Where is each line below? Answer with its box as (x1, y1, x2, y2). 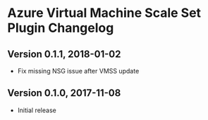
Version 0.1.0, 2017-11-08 (7, 87, 121, 100)
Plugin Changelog (7, 20, 114, 36)
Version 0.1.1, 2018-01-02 (7, 48, 121, 60)
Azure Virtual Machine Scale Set (7, 5, 202, 21)
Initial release (17, 106, 56, 114)
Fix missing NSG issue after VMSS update (17, 67, 140, 75)
